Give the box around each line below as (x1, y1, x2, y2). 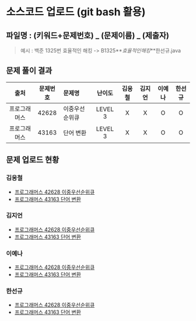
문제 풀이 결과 (6, 65, 52, 76)
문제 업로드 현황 (6, 155, 60, 165)
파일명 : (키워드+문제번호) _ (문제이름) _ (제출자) (6, 30, 170, 40)
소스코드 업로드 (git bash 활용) (6, 5, 146, 19)
